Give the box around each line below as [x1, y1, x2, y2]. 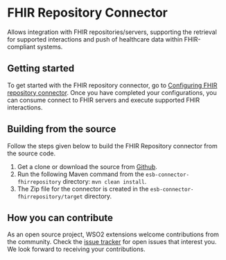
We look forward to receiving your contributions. [7, 245, 146, 254]
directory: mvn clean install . [62, 177, 147, 185]
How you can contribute [7, 211, 113, 223]
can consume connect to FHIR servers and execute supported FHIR [7, 96, 200, 104]
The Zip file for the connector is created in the [17, 184, 149, 193]
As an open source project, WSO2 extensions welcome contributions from [7, 230, 220, 239]
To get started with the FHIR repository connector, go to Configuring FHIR [7, 81, 218, 89]
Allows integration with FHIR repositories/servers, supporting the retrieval [7, 28, 217, 36]
